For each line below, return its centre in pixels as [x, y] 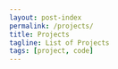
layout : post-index [46, 17]
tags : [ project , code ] [51, 51]
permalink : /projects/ [51, 26]
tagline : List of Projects [59, 43]
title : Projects [39, 34]
